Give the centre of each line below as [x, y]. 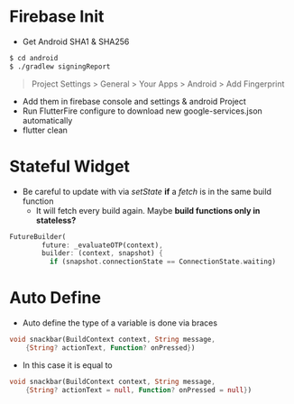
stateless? [56, 220]
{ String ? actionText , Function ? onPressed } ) [110, 348]
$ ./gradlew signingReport [60, 66]
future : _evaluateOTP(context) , [103, 245]
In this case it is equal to [67, 365]
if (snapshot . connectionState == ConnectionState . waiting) [163, 262]
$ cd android [34, 58]
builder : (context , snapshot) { [103, 253]
